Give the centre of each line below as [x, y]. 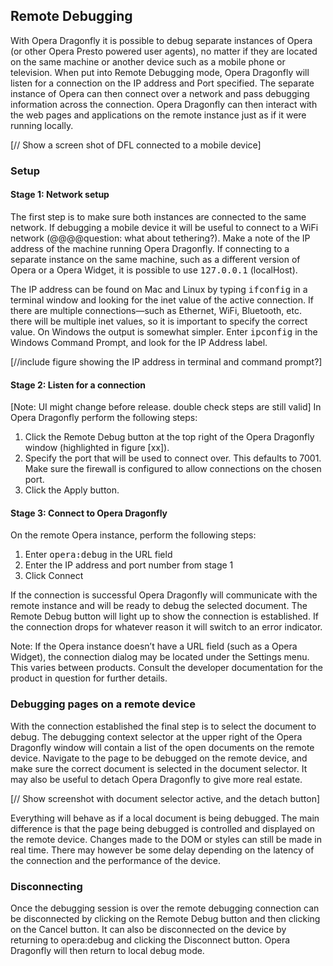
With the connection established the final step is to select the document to [163, 726]
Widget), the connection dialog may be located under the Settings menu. [160, 657]
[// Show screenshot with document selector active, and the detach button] [165, 798]
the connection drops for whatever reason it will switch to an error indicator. [166, 627]
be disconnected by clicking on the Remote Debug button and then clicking [165, 918]
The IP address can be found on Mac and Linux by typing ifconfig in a [159, 289]
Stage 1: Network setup [60, 195]
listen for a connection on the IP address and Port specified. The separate [162, 83]
